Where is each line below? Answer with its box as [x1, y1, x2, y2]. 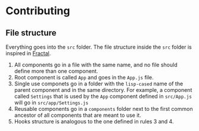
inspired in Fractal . [5, 50, 51, 57]
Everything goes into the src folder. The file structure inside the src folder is [5, 43, 192, 50]
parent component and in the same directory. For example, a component [14, 87, 192, 93]
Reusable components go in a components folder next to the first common [14, 106, 193, 112]
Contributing [5, 4, 70, 18]
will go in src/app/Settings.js [14, 99, 89, 106]
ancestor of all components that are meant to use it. [14, 111, 141, 119]
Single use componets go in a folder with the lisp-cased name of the [14, 80, 184, 87]
